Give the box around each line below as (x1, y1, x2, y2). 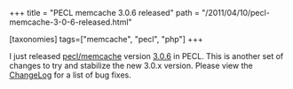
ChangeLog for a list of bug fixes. (9, 70, 131, 80)
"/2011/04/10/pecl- (201, 8, 271, 18)
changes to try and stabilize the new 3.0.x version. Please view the (9, 61, 253, 70)
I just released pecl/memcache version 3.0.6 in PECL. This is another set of (9, 51, 284, 61)
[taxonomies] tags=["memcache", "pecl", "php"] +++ (9, 34, 203, 44)
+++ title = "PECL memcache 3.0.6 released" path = (9, 8, 200, 18)
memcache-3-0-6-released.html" (9, 17, 132, 27)
